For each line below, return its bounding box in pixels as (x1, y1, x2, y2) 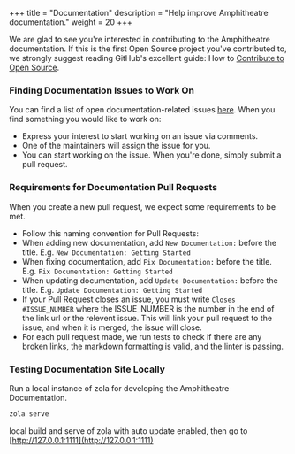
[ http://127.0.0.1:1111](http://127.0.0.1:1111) (9, 435, 154, 445)
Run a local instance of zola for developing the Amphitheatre (9, 382, 230, 393)
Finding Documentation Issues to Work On (9, 84, 194, 96)
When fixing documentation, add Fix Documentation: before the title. (21, 256, 272, 266)
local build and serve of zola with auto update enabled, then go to (9, 425, 248, 436)
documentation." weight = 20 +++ (9, 17, 132, 27)
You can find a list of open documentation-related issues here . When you (9, 104, 276, 115)
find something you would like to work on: (9, 114, 162, 125)
